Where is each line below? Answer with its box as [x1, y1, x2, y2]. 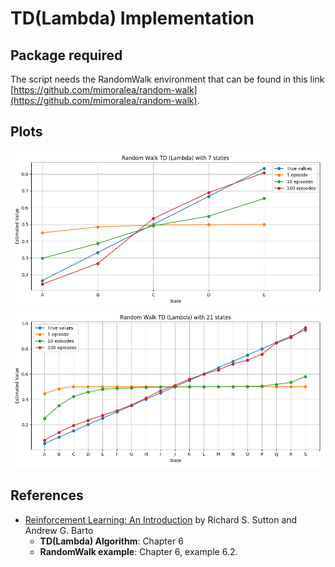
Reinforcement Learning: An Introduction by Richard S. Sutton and [24, 513, 298, 526]
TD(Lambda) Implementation [10, 7, 255, 30]
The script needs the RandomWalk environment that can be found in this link [10, 73, 325, 85]
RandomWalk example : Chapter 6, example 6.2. [39, 545, 238, 557]
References [10, 487, 84, 504]
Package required [10, 47, 123, 64]
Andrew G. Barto [24, 524, 94, 536]
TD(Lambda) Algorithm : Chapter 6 [39, 535, 184, 547]
